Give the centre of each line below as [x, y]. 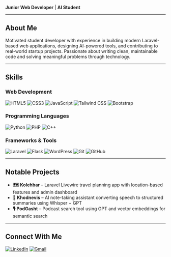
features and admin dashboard [45, 192]
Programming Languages [37, 116]
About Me [21, 28]
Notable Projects [32, 172]
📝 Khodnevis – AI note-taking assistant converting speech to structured [88, 197]
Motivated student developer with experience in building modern [73, 40]
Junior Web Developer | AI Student [43, 7]
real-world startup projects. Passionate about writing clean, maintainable [81, 51]
